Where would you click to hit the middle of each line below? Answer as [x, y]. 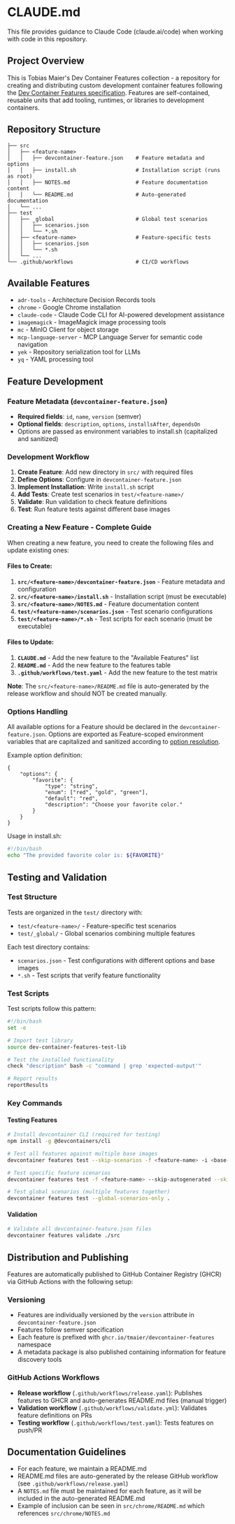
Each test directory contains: [49, 947]
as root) [20, 176]
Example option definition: [45, 755]
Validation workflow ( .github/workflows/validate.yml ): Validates [112, 1408]
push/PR [30, 1430]
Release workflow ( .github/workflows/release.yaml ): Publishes [110, 1393]
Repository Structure [54, 130]
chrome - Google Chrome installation [69, 308]
